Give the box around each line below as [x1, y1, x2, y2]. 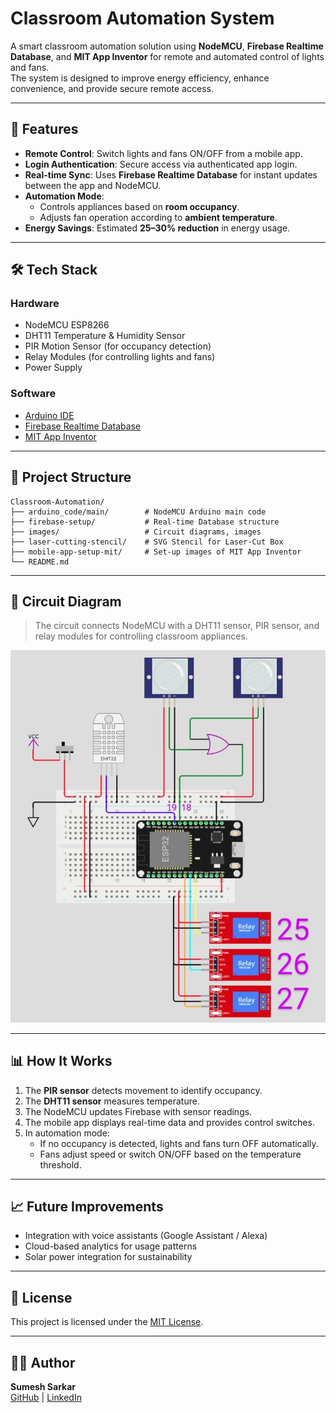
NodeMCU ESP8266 [24, 319, 110, 331]
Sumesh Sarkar [10, 1381, 77, 1393]
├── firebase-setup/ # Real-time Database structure [10, 517, 280, 527]
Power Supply [24, 362, 83, 374]
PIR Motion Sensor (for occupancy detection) [24, 340, 212, 352]
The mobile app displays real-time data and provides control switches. [24, 1116, 315, 1128]
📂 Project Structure [10, 469, 132, 486]
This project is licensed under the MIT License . [10, 1316, 204, 1328]
